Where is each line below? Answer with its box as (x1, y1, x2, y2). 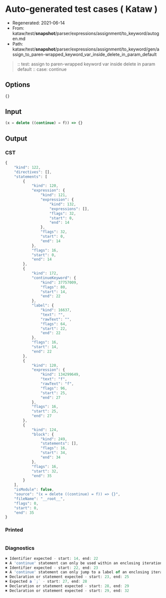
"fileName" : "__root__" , (14, 496, 65, 501)
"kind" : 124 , (31, 427, 58, 432)
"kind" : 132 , (49, 201, 77, 206)
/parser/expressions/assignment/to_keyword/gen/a (55, 46, 160, 52)
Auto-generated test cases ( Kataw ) (5, 3, 158, 15)
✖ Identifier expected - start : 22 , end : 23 (5, 565, 98, 570)
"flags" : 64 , (40, 321, 68, 326)
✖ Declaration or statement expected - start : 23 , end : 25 (5, 574, 129, 580)
